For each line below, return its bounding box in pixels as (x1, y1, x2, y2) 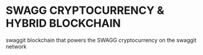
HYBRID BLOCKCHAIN (6, 16, 121, 30)
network (6, 43, 27, 50)
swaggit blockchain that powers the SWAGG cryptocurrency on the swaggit (6, 36, 197, 44)
